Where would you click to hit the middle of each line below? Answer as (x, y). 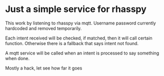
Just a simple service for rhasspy (76, 9)
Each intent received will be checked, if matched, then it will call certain (79, 38)
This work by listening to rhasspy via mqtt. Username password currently (80, 23)
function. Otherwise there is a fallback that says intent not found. (72, 43)
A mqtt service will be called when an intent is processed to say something (82, 53)
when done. (17, 58)
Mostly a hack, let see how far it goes (44, 68)
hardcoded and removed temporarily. (43, 28)
